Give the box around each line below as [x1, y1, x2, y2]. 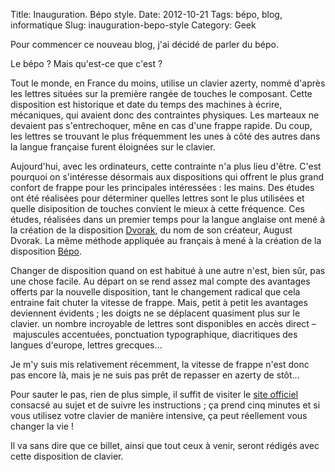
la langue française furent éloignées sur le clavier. [10, 141, 216, 153]
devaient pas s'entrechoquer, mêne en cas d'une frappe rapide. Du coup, [10, 120, 313, 131]
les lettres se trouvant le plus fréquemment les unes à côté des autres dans [10, 130, 321, 142]
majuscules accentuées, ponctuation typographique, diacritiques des [12, 329, 298, 340]
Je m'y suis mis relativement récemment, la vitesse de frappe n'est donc [10, 359, 310, 370]
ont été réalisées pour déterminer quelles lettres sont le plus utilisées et [10, 192, 305, 204]
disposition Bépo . [10, 245, 83, 257]
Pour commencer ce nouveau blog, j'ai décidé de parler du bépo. [10, 39, 279, 50]
